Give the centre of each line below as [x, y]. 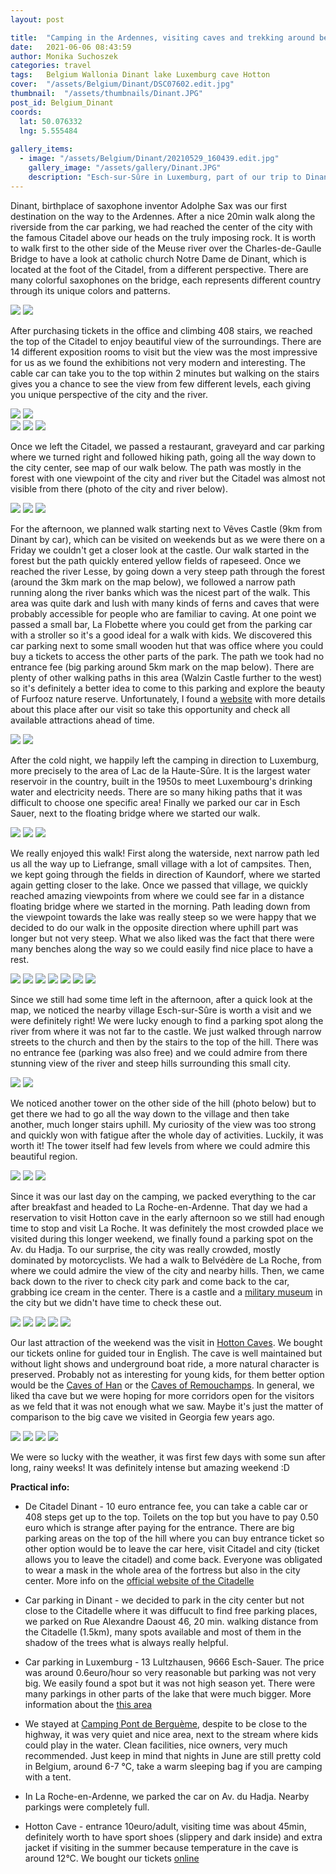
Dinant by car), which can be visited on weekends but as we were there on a [168, 539]
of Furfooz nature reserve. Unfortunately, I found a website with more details [168, 698]
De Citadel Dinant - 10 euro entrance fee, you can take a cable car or [166, 1506]
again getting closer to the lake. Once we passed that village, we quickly [159, 885]
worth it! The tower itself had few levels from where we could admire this [160, 1145]
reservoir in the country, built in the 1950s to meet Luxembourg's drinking [161, 781]
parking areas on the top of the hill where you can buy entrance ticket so [174, 1538]
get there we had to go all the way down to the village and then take [150, 1113]
